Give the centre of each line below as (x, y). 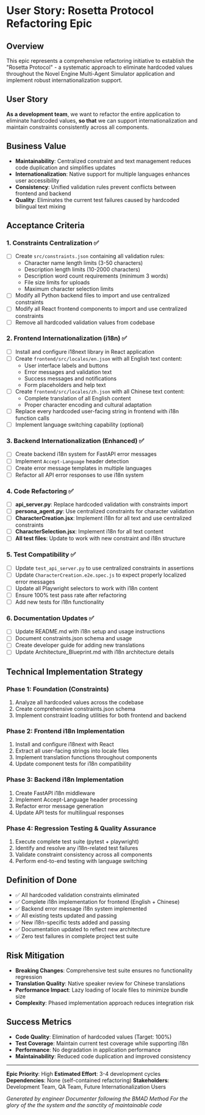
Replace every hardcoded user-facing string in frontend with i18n (97, 411)
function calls (32, 418)
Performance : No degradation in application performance (88, 1050)
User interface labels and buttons (66, 365)
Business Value (36, 146)
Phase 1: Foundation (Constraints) (58, 689)
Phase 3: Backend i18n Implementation (65, 780)
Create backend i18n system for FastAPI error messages (86, 454)
